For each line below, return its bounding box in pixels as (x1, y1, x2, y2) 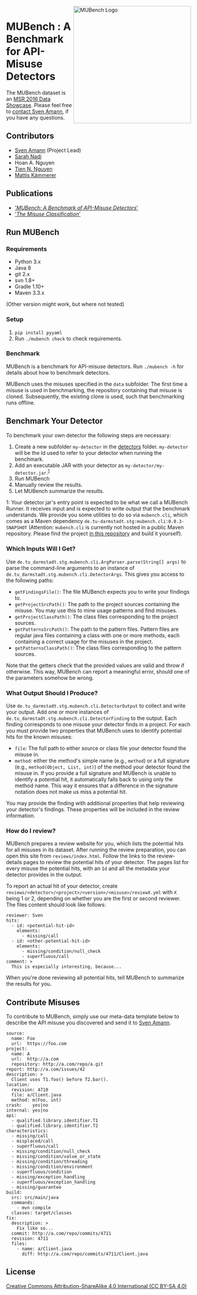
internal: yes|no (6, 1107, 49, 1113)
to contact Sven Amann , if (6, 108, 69, 115)
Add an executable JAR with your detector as (14, 461, 124, 468)
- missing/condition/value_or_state (11, 1154, 101, 1160)
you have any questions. (6, 114, 66, 121)
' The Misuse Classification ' (14, 210, 81, 217)
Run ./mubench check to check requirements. (14, 335, 123, 342)
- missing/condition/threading (11, 1159, 88, 1165)
